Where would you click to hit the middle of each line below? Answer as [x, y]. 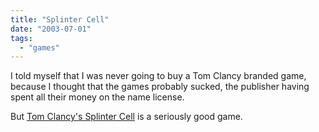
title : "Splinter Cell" [60, 19]
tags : [21, 38]
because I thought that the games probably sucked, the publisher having [160, 87]
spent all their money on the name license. [97, 97]
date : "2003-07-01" [51, 29]
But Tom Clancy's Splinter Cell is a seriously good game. [126, 117]
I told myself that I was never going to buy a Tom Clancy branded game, [158, 76]
